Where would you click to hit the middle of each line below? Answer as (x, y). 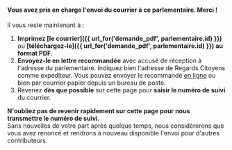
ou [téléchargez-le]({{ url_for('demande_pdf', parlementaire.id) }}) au (120, 46)
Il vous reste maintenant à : (46, 25)
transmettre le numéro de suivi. (53, 119)
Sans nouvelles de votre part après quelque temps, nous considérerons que (116, 126)
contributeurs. (27, 141)
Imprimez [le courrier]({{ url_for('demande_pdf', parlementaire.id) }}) (119, 39)
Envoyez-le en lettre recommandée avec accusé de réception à (109, 61)
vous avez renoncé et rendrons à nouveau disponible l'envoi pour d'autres (114, 133)
